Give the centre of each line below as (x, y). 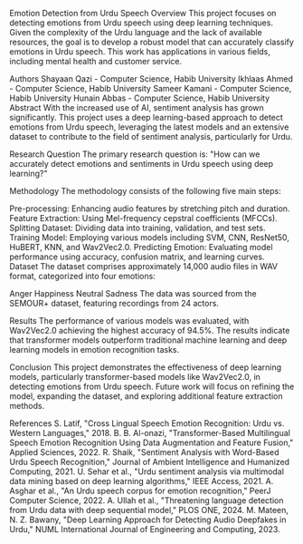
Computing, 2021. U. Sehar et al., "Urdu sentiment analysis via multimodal (147, 471)
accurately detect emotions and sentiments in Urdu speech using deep (142, 164)
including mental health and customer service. (96, 61)
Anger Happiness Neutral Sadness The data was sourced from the (133, 293)
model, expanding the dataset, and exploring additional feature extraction (146, 396)
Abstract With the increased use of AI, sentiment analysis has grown (137, 107)
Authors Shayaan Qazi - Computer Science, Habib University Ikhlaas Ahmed (151, 79)
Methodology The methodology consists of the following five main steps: (146, 191)
